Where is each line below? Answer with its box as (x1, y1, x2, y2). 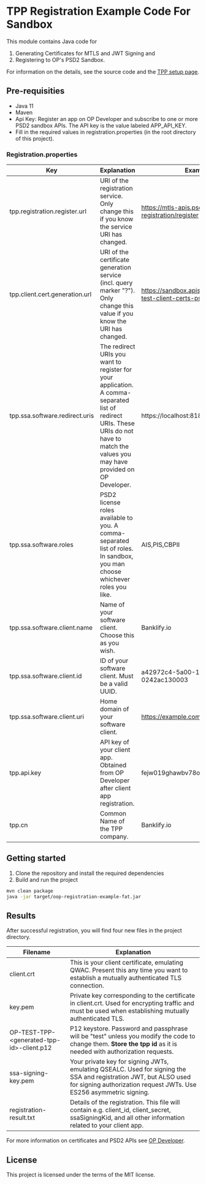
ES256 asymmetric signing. (69, 1088, 150, 1097)
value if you (100, 309, 134, 318)
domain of (100, 705, 129, 713)
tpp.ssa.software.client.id (9, 672, 82, 680)
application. (100, 381, 134, 390)
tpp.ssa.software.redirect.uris (9, 412, 94, 420)
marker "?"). (100, 286, 135, 295)
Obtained (100, 761, 127, 769)
